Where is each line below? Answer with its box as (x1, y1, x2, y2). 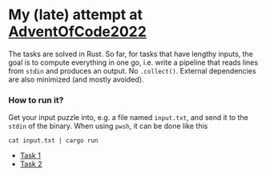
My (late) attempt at (8, 6, 143, 24)
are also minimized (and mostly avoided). (8, 74, 144, 84)
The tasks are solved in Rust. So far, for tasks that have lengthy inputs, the (8, 49, 254, 58)
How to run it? (8, 94, 64, 106)
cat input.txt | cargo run (8, 137, 99, 145)
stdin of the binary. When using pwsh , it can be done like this (8, 122, 208, 131)
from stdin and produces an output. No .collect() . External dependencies (8, 66, 256, 75)
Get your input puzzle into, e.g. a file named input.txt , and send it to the (8, 113, 248, 122)
